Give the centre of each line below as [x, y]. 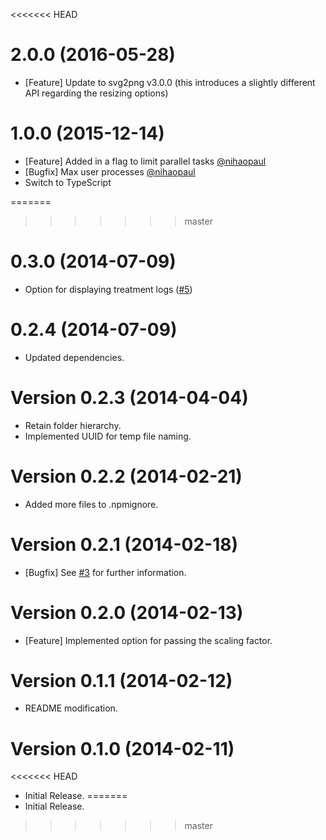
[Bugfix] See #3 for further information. [105, 572]
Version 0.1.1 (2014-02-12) [121, 680]
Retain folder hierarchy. [73, 425]
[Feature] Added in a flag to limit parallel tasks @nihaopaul [145, 161]
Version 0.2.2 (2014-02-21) [126, 476]
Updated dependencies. [74, 357]
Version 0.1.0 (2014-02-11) [122, 748]
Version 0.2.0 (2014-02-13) [127, 612]
